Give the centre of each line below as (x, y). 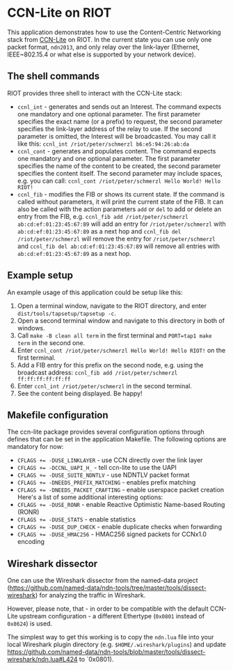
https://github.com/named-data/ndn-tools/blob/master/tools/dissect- (106, 652)
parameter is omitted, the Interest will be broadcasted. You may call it (116, 136)
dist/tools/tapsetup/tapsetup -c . (66, 313)
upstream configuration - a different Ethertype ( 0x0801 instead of (112, 616)
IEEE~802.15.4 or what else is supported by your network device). (102, 54)
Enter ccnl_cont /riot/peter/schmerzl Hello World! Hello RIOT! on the (121, 350)
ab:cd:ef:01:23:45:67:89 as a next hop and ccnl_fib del (99, 231)
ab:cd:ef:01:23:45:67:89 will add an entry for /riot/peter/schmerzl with (121, 224)
